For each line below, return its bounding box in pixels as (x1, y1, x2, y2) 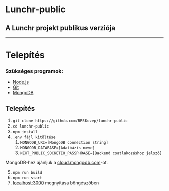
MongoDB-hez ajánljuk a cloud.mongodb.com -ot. (5, 160, 108, 166)
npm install (12, 130, 38, 135)
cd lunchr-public (12, 124, 49, 129)
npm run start (12, 175, 42, 181)
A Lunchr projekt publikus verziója (5, 24, 116, 32)
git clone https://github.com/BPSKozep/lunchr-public (12, 118, 128, 124)
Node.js (12, 79, 29, 85)
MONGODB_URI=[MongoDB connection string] (20, 140, 108, 145)
